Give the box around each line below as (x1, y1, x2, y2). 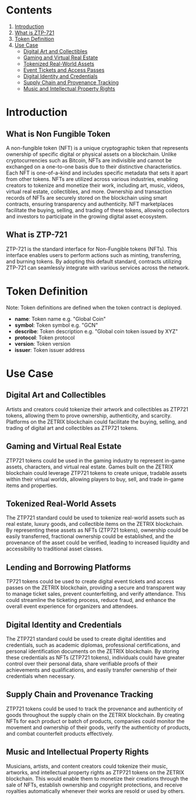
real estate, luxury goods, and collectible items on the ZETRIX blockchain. (6, 521, 184, 528)
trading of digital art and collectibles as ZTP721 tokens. (6, 424, 139, 431)
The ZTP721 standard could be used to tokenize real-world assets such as (6, 514, 185, 521)
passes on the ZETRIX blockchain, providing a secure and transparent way (6, 584, 186, 592)
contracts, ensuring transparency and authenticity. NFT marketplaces (6, 200, 174, 207)
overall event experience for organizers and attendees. (6, 603, 139, 610)
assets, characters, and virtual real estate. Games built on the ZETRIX (6, 463, 174, 470)
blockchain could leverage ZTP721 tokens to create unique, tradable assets (6, 469, 187, 476)
